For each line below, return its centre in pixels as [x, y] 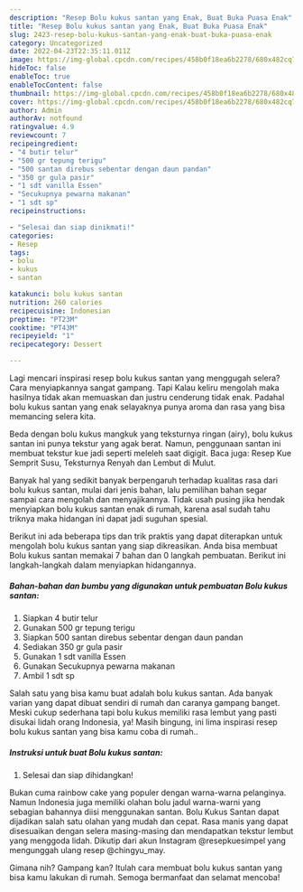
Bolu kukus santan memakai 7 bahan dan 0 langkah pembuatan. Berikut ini [148, 555]
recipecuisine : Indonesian [60, 311]
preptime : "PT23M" [44, 319]
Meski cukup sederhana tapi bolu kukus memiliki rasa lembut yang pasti [143, 712]
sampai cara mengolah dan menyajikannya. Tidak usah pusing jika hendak [147, 499]
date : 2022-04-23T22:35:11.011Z [70, 52]
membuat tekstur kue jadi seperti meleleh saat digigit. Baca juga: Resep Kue [150, 453]
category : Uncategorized [56, 43]
